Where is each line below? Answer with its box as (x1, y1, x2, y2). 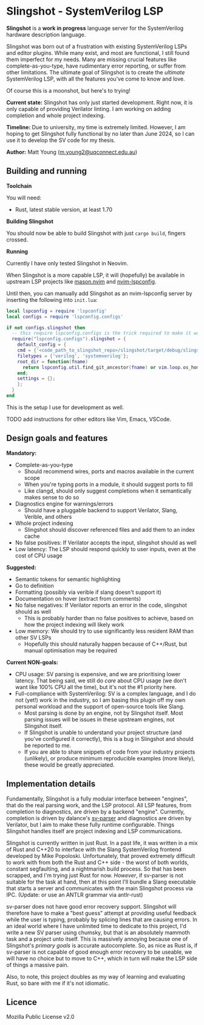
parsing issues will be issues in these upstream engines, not (24, 715, 175, 723)
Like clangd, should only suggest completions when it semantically (24, 487, 192, 495)
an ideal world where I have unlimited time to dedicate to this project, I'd (6, 922, 187, 929)
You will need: (6, 194, 41, 201)
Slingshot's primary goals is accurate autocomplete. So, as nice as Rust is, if (6, 941, 198, 949)
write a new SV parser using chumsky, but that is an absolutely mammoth (6, 929, 190, 936)
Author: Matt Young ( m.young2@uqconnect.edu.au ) (6, 148, 138, 155)
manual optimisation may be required (24, 646, 117, 654)
